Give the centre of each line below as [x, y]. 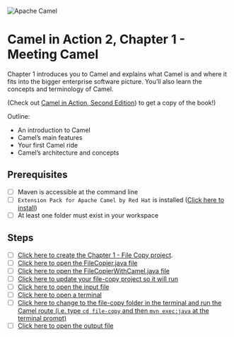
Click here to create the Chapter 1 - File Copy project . [95, 255]
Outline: [19, 116]
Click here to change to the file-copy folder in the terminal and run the [119, 303]
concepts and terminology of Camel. [60, 89]
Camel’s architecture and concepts [68, 153]
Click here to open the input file [63, 287]
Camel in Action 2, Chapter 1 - [96, 40]
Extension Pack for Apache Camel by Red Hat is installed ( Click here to [121, 200]
